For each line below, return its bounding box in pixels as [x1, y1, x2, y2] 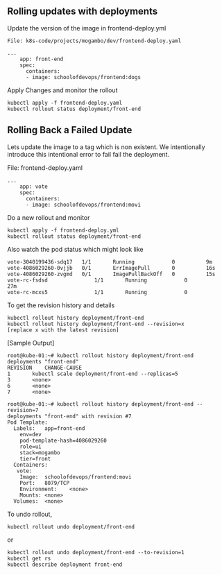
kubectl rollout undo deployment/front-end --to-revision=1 [7, 549, 185, 556]
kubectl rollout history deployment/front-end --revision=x [7, 320, 185, 327]
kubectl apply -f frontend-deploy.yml [7, 227, 119, 234]
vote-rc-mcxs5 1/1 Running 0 [7, 289, 188, 295]
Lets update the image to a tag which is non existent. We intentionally [7, 142, 206, 151]
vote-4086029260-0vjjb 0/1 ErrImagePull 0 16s [7, 264, 216, 271]
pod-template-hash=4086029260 [19, 437, 108, 444]
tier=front [19, 455, 51, 462]
